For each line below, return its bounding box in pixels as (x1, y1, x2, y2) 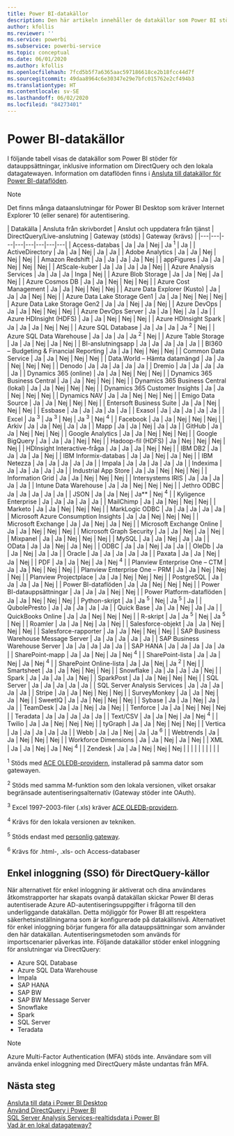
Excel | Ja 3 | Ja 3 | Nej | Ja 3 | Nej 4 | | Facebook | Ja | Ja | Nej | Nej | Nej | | (7, 413, 225, 423)
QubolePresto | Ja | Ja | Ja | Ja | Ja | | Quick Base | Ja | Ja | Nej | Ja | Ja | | (7, 603, 222, 612)
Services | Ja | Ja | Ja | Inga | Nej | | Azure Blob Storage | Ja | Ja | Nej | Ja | (7, 270, 224, 279)
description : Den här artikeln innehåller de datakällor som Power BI (7, 17, 217, 24)
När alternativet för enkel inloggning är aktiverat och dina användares (7, 886, 206, 894)
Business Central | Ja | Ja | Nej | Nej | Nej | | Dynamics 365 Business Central (7, 376, 226, 385)
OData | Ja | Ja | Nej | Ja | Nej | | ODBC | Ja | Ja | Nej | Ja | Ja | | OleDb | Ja (7, 542, 224, 550)
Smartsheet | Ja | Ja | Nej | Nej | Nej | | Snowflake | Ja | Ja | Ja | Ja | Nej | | (7, 666, 221, 674)
